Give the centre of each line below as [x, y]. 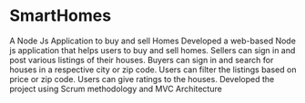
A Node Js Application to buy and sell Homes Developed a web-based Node [152, 41]
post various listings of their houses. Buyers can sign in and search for [142, 60]
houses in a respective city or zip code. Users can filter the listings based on [153, 70]
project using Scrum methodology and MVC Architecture [116, 89]
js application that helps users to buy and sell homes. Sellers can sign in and [152, 50]
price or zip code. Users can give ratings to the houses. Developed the [142, 79]
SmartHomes [61, 16]
